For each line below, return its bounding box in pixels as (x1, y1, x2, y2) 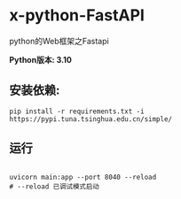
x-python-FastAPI (9, 5, 145, 26)
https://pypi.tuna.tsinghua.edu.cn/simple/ (9, 114, 173, 124)
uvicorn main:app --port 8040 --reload (9, 172, 157, 181)
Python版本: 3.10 (9, 54, 73, 65)
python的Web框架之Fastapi (9, 35, 109, 46)
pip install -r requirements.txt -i (9, 107, 145, 116)
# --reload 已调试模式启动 (9, 182, 99, 191)
